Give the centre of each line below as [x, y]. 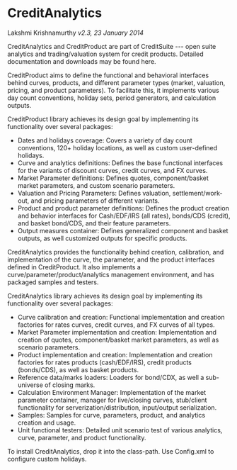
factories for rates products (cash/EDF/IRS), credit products [105, 362]
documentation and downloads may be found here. [82, 61]
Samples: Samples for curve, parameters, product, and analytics [111, 415]
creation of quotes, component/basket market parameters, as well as [118, 340]
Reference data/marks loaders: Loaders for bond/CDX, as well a [111, 377]
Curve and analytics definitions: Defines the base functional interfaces [120, 163]
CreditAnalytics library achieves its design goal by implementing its [105, 296]
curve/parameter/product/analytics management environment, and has [111, 274]
